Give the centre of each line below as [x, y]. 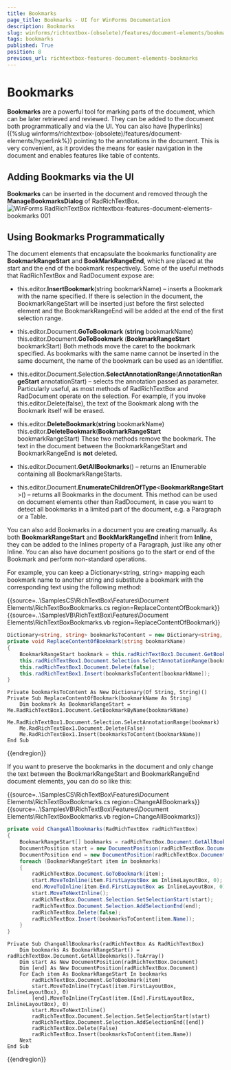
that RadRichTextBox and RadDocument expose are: [81, 275]
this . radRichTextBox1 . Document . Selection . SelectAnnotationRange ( [115, 661]
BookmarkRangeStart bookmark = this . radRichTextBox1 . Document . [112, 654]
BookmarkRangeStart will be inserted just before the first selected [110, 304]
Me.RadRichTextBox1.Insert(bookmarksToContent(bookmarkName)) [110, 735]
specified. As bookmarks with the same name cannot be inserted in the [118, 354]
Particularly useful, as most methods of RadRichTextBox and [102, 389]
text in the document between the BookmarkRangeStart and [102, 446]
